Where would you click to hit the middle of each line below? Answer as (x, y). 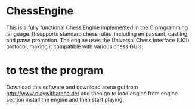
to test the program (55, 71)
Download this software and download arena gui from (72, 87)
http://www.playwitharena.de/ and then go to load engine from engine (92, 93)
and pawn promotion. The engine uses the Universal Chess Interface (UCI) (98, 40)
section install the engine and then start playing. (65, 99)
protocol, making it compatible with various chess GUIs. (75, 46)
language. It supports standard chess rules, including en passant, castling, (97, 33)
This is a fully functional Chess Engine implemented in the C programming (97, 27)
